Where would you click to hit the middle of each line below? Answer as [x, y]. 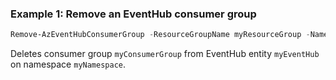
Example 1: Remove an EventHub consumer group [133, 14]
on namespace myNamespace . [68, 64]
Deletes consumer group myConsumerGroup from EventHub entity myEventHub [165, 54]
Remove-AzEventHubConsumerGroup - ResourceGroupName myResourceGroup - [160, 35]
